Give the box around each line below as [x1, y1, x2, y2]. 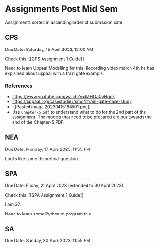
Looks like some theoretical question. [5, 155, 80, 161]
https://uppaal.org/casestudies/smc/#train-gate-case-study [12, 99, 132, 105]
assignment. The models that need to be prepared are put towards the [12, 114, 152, 120]
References [5, 83, 33, 89]
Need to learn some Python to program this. [5, 211, 93, 216]
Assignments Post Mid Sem [5, 3, 118, 15]
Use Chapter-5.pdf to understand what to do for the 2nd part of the [12, 109, 146, 115]
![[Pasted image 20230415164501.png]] [12, 104, 91, 110]
